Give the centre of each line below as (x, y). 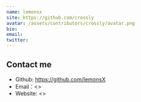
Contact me (29, 65)
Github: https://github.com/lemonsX (60, 79)
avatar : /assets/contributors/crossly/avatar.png (71, 23)
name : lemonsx (24, 12)
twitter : (17, 40)
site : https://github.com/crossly (50, 18)
